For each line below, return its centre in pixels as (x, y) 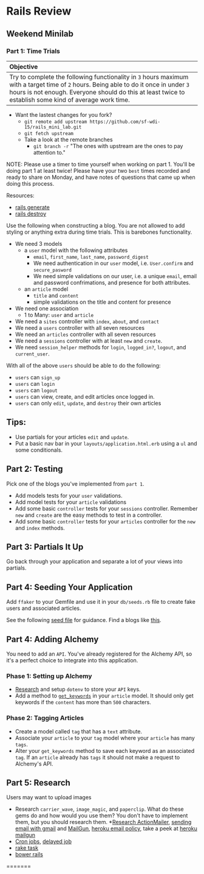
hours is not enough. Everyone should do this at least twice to (97, 92)
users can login (35, 383)
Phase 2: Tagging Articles (45, 718)
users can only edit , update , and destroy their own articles (88, 403)
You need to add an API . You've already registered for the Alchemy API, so (99, 654)
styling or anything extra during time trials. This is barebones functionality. (99, 232)
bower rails (29, 855)
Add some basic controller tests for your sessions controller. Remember (107, 508)
